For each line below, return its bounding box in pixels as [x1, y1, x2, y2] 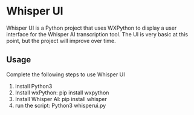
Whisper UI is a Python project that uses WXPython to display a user [6, 24, 177, 31]
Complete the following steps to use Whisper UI [6, 71, 125, 78]
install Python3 [15, 82, 53, 90]
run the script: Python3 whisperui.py [15, 102, 106, 109]
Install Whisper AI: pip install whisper [15, 95, 107, 102]
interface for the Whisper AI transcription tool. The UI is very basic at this [6, 30, 189, 38]
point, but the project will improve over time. [6, 37, 116, 44]
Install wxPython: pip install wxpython [15, 89, 109, 96]
